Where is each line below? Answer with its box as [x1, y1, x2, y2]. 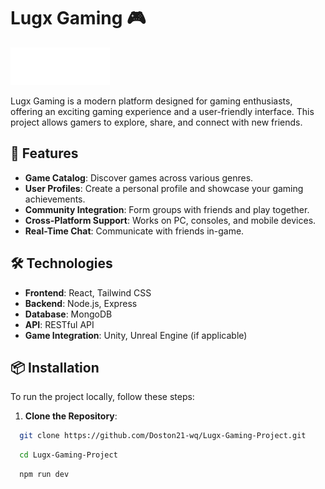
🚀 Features [10, 145, 79, 162]
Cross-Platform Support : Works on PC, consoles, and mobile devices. [24, 214, 317, 226]
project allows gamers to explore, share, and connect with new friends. [10, 116, 303, 128]
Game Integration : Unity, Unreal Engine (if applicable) [24, 329, 248, 341]
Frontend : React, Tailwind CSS [24, 286, 152, 299]
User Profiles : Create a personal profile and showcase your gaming [24, 182, 304, 194]
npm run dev [19, 470, 70, 480]
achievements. [24, 193, 86, 205]
